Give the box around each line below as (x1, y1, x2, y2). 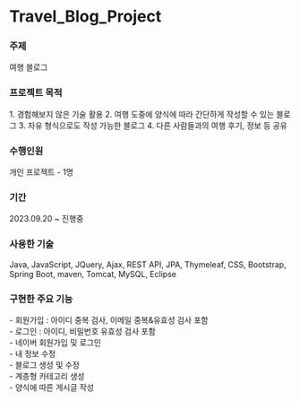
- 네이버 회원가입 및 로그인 (9, 336, 101, 347)
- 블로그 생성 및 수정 (9, 359, 81, 370)
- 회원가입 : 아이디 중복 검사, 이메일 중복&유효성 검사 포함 (9, 314, 209, 325)
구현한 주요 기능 (9, 292, 73, 305)
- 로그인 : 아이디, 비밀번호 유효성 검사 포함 (9, 326, 157, 336)
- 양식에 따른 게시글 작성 (9, 381, 94, 392)
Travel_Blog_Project (9, 6, 162, 27)
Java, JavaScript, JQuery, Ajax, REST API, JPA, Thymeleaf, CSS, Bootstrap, (9, 258, 287, 270)
